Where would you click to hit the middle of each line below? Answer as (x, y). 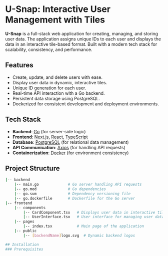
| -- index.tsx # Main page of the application (83, 226)
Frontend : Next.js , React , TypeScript (50, 137)
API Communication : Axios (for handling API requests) (69, 147)
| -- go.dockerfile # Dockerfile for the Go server (75, 198)
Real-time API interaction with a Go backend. (58, 93)
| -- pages (24, 222)
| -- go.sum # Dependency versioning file (72, 194)
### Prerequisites (24, 249)
